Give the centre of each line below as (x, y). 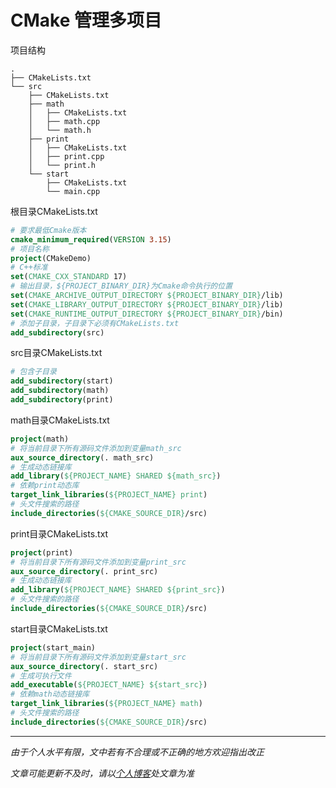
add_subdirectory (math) (60, 391)
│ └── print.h (62, 165)
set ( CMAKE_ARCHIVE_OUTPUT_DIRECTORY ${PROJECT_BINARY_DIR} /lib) (147, 296)
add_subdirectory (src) (57, 332)
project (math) (40, 439)
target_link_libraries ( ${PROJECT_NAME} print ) (109, 495)
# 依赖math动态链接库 (50, 694)
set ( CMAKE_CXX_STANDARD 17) (69, 277)
